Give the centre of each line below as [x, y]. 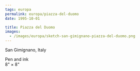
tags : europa [18, 9]
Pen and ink [17, 59]
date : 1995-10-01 [23, 18]
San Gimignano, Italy [26, 50]
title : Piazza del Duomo [30, 27]
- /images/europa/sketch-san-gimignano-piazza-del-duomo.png [72, 36]
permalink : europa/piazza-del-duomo [42, 14]
